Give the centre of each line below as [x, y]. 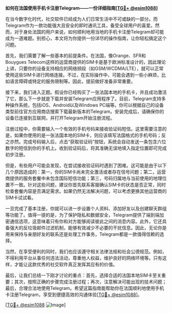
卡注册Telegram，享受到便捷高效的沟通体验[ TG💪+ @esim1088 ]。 [74, 294]
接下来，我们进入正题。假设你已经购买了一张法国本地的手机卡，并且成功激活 [86, 92]
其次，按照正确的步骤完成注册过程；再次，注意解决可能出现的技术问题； [90, 282]
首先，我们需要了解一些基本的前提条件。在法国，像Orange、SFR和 [76, 56]
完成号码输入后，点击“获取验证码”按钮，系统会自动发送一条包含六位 [94, 142]
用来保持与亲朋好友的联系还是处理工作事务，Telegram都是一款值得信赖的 [82, 234]
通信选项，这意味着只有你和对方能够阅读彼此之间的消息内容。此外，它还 [86, 221]
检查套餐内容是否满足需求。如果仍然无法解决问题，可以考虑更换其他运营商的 [86, 191]
